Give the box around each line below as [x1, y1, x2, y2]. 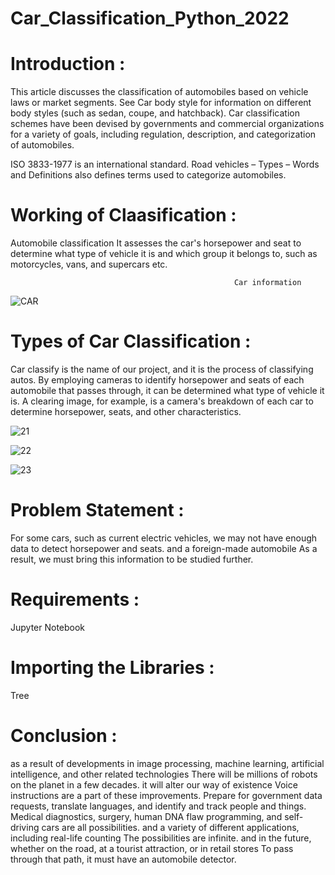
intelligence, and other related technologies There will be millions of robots [10, 768, 318, 780]
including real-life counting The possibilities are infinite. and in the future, [10, 832, 312, 844]
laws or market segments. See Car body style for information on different [10, 97, 312, 109]
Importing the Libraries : [10, 657, 215, 679]
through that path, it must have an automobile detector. [10, 853, 237, 865]
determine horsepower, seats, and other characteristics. [10, 406, 242, 417]
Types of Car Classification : [10, 330, 252, 353]
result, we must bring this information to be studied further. [10, 553, 254, 565]
